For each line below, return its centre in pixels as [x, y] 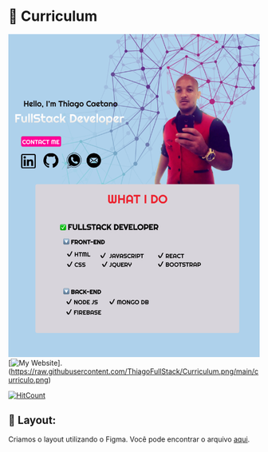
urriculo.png [29, 379]
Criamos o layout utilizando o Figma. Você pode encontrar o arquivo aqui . [129, 439]
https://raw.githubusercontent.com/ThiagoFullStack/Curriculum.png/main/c [135, 371]
